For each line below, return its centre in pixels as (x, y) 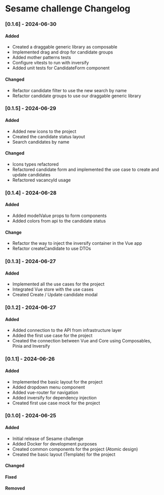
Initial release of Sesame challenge (48, 439)
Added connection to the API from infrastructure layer (67, 330)
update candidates (31, 174)
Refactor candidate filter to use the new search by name (69, 90)
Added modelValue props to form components (60, 216)
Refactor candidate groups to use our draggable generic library (77, 96)
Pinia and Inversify (31, 346)
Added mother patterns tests (41, 57)
